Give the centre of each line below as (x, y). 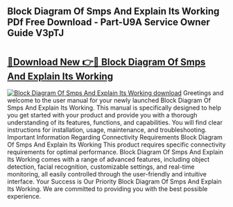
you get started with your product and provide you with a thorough (102, 115)
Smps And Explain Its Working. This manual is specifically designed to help (114, 108)
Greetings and (204, 93)
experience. (24, 196)
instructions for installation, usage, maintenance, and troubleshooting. (107, 130)
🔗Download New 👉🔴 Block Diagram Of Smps (106, 62)
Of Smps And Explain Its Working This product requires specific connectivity (116, 144)
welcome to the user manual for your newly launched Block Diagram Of (109, 100)
